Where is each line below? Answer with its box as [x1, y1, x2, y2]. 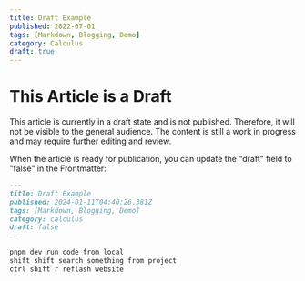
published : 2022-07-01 [9, 22, 96, 31]
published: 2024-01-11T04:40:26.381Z [9, 197, 153, 206]
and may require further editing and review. [9, 135, 172, 146]
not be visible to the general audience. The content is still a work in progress [9, 126, 296, 137]
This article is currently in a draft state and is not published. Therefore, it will [9, 116, 296, 127]
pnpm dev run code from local [9, 247, 125, 257]
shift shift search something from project [9, 256, 178, 266]
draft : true [9, 47, 55, 56]
